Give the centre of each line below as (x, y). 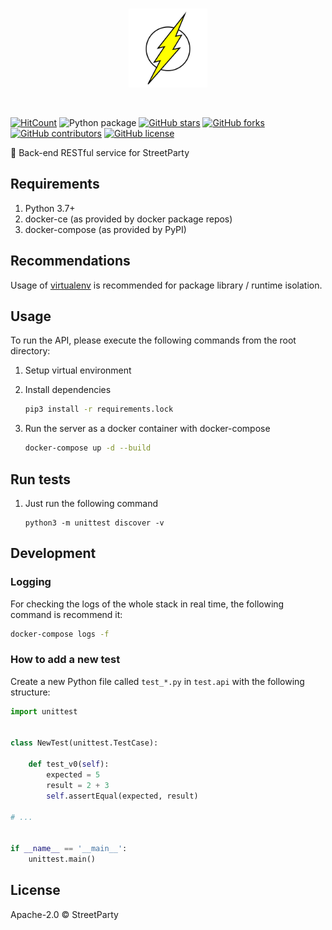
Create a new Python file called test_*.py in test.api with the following (157, 681)
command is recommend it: (66, 614)
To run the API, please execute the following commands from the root (153, 340)
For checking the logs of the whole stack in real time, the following (147, 604)
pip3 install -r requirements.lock (99, 409)
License (35, 890)
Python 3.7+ (50, 208)
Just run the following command (91, 503)
